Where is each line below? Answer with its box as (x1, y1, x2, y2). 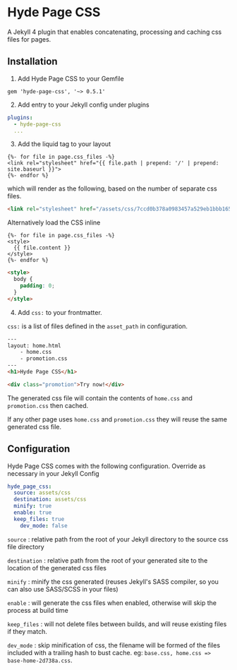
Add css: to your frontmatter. (17, 308, 102, 316)
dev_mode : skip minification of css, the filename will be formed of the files (7, 640, 221, 650)
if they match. (7, 627, 47, 635)
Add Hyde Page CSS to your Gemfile (17, 74, 125, 83)
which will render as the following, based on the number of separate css (7, 184, 217, 193)
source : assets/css (13, 489, 71, 496)
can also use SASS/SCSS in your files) (7, 585, 119, 593)
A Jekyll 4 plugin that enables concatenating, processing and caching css (7, 28, 222, 36)
